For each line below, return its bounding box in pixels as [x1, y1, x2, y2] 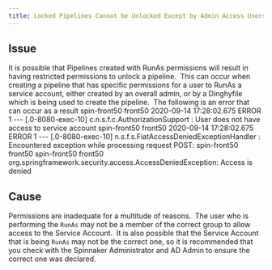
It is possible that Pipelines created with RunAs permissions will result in [8, 63, 249, 73]
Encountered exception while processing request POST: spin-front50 [8, 141, 239, 150]
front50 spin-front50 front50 [8, 149, 104, 158]
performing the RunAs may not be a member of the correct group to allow [8, 220, 251, 230]
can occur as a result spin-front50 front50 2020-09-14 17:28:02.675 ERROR [8, 106, 261, 116]
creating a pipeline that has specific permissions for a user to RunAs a [8, 80, 242, 90]
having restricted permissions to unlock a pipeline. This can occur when [8, 72, 251, 82]
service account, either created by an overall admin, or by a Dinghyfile [8, 89, 243, 99]
